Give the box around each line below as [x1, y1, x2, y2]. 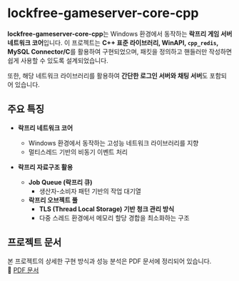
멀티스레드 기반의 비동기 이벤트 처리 [28, 148, 128, 156]
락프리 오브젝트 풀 [28, 195, 78, 204]
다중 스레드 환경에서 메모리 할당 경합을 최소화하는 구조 [39, 213, 190, 222]
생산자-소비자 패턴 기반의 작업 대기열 [39, 187, 141, 195]
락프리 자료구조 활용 [17, 163, 73, 171]
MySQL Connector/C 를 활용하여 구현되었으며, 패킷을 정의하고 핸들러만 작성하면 [7, 47, 233, 56]
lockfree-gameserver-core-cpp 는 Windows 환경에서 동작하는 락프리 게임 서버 [7, 29, 233, 38]
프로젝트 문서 [7, 237, 62, 249]
